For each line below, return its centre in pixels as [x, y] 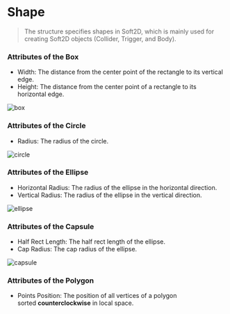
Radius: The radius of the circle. [63, 141]
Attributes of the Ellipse [48, 173]
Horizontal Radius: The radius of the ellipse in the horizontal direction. [117, 187]
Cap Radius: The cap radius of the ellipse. [77, 249]
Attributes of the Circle [47, 126]
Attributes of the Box [43, 56]
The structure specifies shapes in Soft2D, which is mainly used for [119, 31]
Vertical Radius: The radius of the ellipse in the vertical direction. [110, 195]
